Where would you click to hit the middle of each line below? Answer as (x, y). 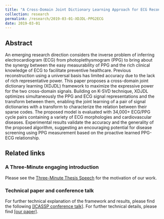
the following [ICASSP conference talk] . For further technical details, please (81, 206)
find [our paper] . (21, 212)
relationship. (28, 138)
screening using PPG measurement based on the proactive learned (72, 133)
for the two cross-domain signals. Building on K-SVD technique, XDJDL (77, 91)
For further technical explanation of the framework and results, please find (80, 201)
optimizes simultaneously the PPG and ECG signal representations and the (80, 96)
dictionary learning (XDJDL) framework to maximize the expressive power (79, 86)
